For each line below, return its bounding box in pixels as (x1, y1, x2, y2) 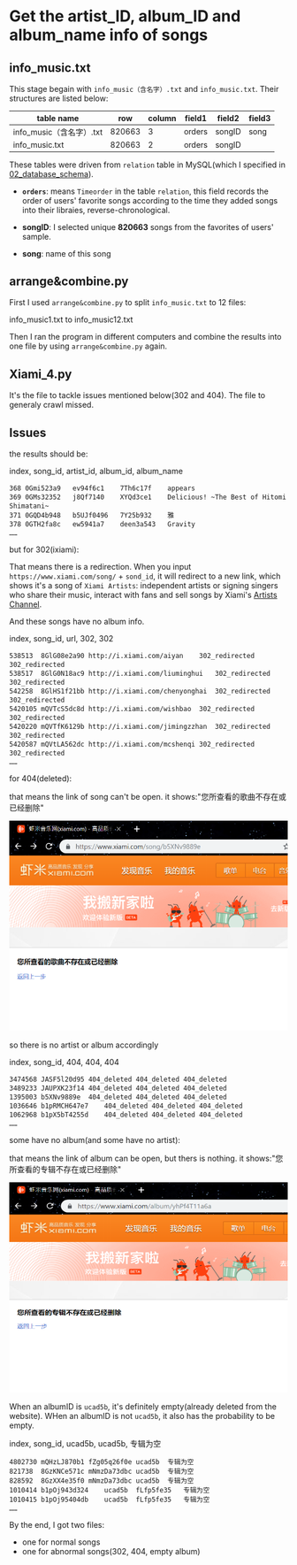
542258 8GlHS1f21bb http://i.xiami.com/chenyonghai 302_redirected (9, 687, 271, 695)
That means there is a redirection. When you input (9, 561, 192, 572)
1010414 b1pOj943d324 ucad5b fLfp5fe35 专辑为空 (9, 1485, 210, 1494)
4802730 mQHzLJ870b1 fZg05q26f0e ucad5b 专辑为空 (9, 1457, 194, 1466)
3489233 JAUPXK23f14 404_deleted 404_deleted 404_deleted (9, 1084, 227, 1093)
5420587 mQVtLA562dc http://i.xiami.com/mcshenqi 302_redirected (9, 740, 255, 748)
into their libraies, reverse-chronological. (21, 204, 171, 215)
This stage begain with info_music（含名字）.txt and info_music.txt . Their (9, 84, 279, 94)
